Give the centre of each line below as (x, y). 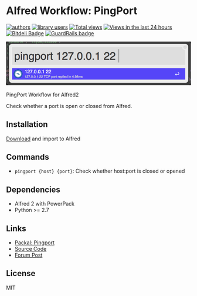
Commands (28, 157)
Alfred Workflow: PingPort (72, 11)
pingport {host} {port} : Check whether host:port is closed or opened (100, 171)
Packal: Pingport (34, 243)
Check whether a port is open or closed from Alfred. (69, 106)
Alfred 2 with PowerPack (45, 204)
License (21, 273)
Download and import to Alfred (43, 139)
